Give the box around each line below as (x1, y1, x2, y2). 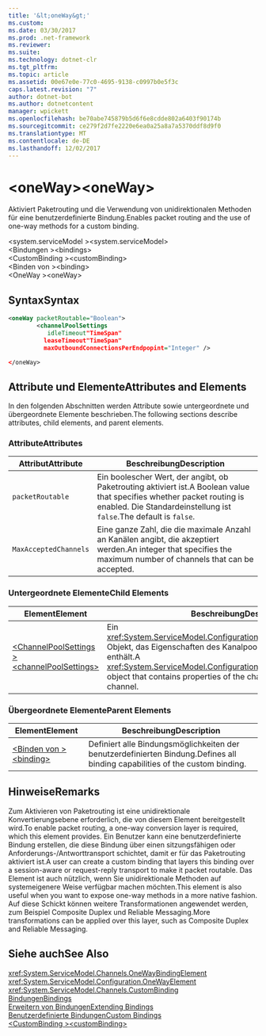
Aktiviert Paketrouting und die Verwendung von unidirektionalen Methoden (8, 205, 252, 214)
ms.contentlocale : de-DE (8, 136, 90, 145)
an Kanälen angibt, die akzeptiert (97, 534, 219, 545)
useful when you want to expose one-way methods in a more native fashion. (8, 890, 258, 900)
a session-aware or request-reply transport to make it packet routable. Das (8, 865, 253, 874)
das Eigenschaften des (135, 641, 220, 652)
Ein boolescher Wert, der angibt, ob (97, 472, 229, 483)
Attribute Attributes (8, 438, 83, 449)
